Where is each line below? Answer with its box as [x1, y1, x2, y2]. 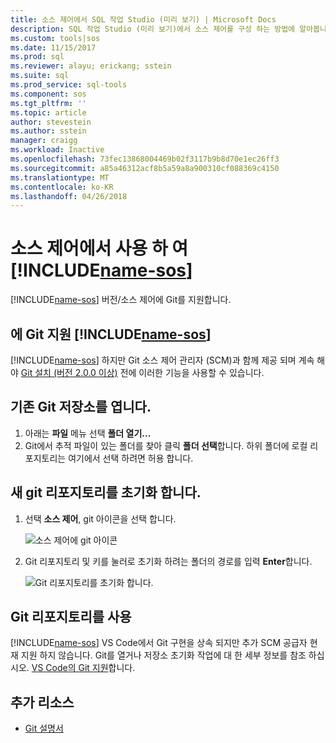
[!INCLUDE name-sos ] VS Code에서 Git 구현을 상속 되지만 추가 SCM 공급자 [10, 637, 308, 649]
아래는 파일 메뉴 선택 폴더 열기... [24, 427, 152, 439]
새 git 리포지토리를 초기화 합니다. [10, 484, 202, 501]
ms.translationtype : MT [10, 172, 110, 183]
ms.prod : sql [10, 52, 65, 62]
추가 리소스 [10, 694, 75, 711]
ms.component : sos [10, 89, 87, 99]
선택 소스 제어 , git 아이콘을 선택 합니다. [24, 512, 177, 525]
